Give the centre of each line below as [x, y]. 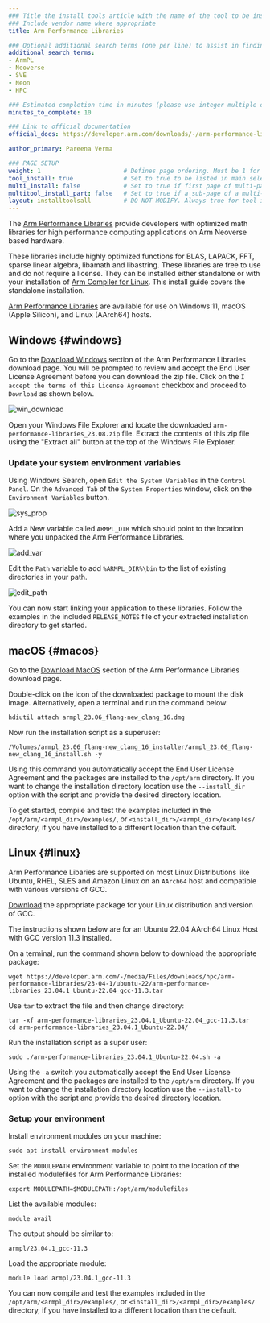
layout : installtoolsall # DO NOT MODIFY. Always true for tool [133, 201]
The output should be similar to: [61, 1234]
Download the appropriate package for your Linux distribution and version [131, 905]
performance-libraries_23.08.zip [64, 434]
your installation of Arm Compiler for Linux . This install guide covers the [127, 282]
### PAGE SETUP [34, 163]
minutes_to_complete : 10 [50, 112]
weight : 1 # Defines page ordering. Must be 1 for [135, 171]
